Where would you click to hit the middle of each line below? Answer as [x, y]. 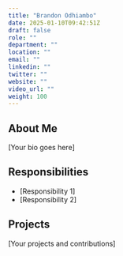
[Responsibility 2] [48, 199]
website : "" [28, 81]
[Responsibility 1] [47, 191]
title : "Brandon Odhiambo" [52, 15]
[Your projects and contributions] [62, 243]
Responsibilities [48, 172]
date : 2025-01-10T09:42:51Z [54, 23]
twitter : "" [28, 74]
